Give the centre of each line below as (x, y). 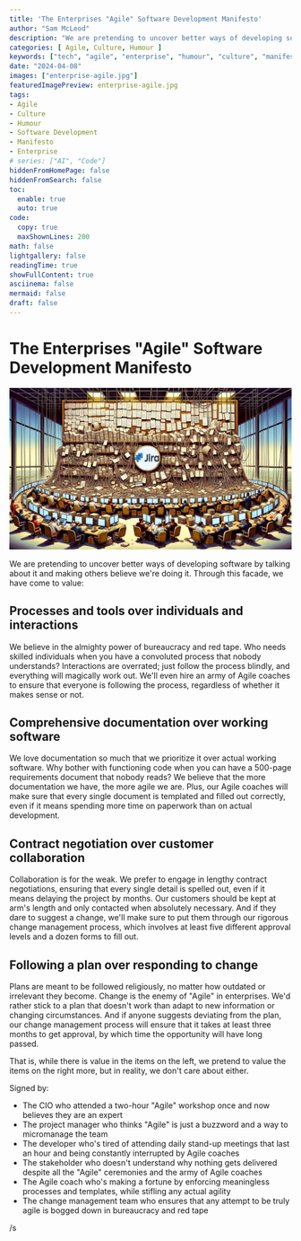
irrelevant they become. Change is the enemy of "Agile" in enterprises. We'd (150, 996)
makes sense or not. (47, 694)
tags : (19, 94)
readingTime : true (43, 265)
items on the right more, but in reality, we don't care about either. (129, 1070)
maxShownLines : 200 (54, 237)
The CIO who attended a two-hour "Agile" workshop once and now (146, 1105)
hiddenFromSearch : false (56, 180)
